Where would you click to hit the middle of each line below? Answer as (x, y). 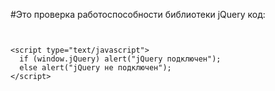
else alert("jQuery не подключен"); (95, 68)
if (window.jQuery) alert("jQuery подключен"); (120, 59)
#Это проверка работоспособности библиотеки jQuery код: (138, 14)
